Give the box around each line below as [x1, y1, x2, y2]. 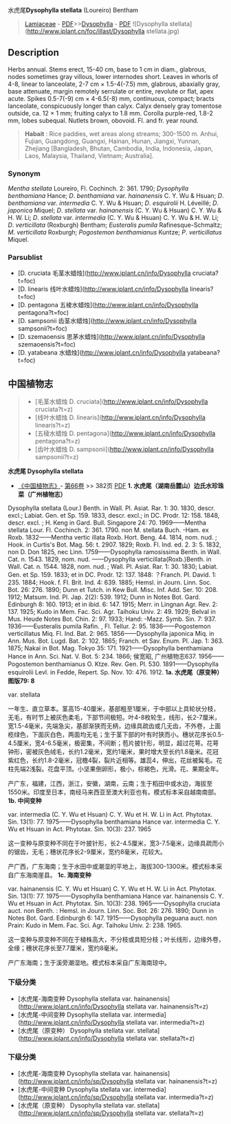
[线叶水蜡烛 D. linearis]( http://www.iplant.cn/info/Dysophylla [34, 413, 206, 421]
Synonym [8, 168, 41, 178]
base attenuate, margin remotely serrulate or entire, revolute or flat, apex [8, 87, 214, 95]
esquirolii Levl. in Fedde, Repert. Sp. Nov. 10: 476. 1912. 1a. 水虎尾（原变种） [8, 668, 223, 676]
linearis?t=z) [34, 421, 71, 430]
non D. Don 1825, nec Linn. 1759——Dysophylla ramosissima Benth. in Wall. [8, 548, 221, 556]
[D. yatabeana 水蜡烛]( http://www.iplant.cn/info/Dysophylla [17, 349, 186, 357]
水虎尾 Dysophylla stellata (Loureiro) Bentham [8, 6, 139, 14]
